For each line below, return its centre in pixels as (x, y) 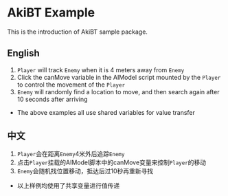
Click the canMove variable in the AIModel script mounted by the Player (119, 77)
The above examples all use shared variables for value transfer (106, 112)
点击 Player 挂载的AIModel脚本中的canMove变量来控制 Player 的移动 (112, 162)
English (23, 53)
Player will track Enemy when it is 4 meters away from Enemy (101, 69)
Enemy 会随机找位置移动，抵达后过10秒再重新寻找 (85, 171)
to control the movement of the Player (71, 85)
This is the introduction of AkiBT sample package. (77, 32)
